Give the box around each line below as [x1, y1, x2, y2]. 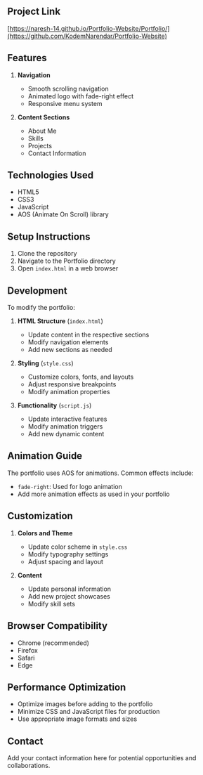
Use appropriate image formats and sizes [17, 715, 138, 723]
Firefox [17, 646, 39, 654]
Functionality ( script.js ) [17, 401, 92, 410]
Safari [17, 653, 35, 662]
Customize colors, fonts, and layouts [27, 372, 134, 382]
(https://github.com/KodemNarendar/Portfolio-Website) [7, 32, 167, 40]
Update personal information [27, 585, 111, 593]
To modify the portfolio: [7, 304, 75, 312]
